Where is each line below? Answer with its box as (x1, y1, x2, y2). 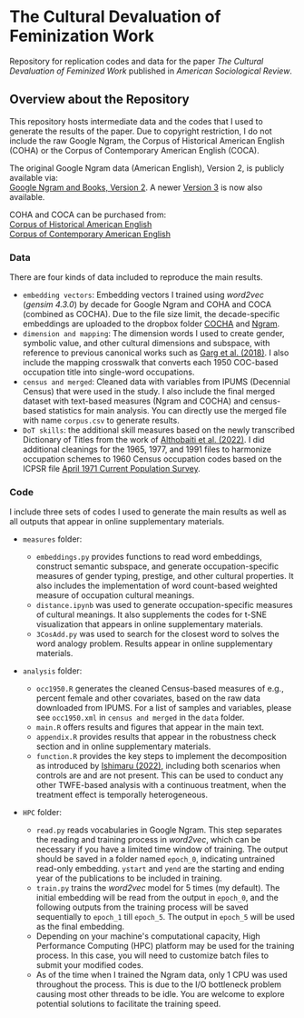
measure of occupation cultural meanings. (35, 590, 195, 601)
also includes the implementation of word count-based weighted (35, 580, 279, 592)
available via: (9, 172, 59, 183)
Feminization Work (9, 25, 154, 46)
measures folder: (22, 534, 83, 544)
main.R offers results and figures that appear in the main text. (35, 722, 265, 733)
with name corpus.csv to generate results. (22, 415, 180, 426)
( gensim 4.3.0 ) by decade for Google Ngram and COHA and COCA (22, 299, 272, 310)
